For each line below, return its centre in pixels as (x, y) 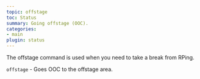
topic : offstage (27, 12)
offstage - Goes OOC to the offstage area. (59, 69)
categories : (21, 29)
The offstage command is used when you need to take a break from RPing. (100, 57)
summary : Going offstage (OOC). (47, 23)
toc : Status (21, 18)
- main (15, 35)
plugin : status (26, 40)
